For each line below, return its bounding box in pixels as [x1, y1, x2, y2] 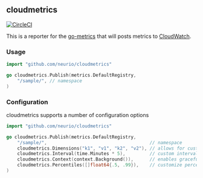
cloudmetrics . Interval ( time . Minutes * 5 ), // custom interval [17, 151, 199, 157]
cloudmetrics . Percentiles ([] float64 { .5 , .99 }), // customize [17, 162, 182, 168]
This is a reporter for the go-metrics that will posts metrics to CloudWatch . [6, 33, 192, 40]
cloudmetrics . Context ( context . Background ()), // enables [17, 156, 177, 162]
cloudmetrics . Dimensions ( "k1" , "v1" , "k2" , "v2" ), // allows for [17, 145, 185, 151]
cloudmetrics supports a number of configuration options [6, 111, 149, 118]
